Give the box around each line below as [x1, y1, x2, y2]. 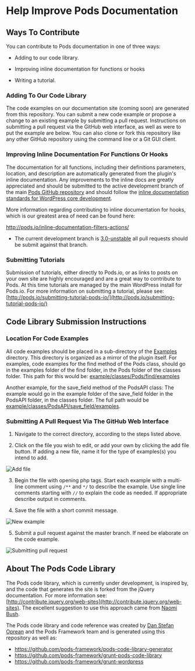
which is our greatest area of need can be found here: [6, 212, 136, 219]
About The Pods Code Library [6, 564, 116, 574]
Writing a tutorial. [14, 77, 56, 84]
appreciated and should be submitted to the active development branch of [6, 182, 185, 189]
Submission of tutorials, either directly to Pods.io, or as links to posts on [6, 269, 178, 276]
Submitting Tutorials [6, 255, 65, 264]
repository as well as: [6, 634, 57, 641]
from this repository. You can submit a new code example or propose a [6, 111, 176, 118]
